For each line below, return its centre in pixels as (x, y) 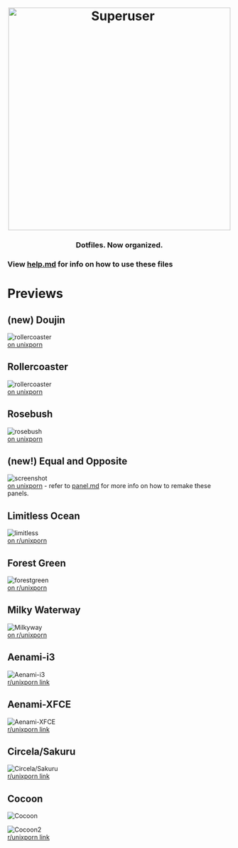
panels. (18, 493)
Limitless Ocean (44, 516)
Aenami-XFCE (39, 704)
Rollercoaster (38, 367)
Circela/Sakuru (42, 751)
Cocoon (25, 798)
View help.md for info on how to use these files (90, 264)
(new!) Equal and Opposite (67, 461)
